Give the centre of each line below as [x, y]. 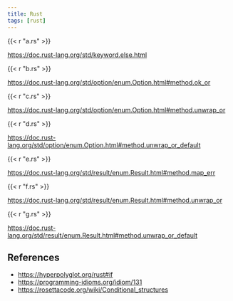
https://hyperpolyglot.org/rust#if [65, 275]
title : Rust [25, 14]
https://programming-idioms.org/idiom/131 [80, 282]
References [33, 257]
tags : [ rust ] [27, 21]
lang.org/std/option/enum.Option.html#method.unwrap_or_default [104, 145]
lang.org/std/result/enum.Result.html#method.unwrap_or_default [103, 235]
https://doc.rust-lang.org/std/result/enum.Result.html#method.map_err [112, 172]
